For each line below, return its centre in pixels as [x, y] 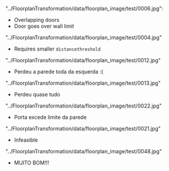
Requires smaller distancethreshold [57, 49]
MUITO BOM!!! [31, 163]
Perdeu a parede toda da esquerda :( [58, 72]
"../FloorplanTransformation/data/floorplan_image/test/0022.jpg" [84, 106]
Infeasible [26, 140]
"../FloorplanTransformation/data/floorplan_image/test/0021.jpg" [83, 128]
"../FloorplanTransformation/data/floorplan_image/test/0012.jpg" [83, 60]
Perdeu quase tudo [37, 94]
